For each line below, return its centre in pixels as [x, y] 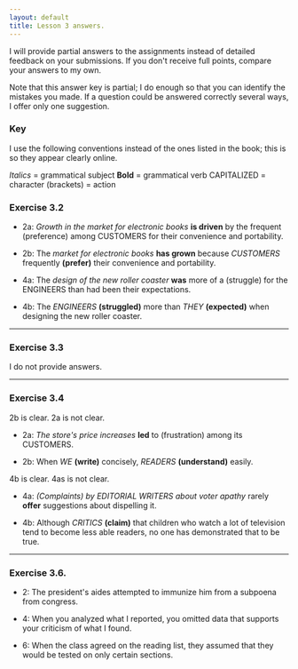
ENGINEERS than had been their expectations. [106, 290]
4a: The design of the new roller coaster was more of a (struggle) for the [155, 280]
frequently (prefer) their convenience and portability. [119, 263]
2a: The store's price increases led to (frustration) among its [132, 434]
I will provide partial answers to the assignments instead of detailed [132, 51]
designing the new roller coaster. [82, 316]
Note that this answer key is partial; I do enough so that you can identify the [147, 87]
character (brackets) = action [63, 184]
